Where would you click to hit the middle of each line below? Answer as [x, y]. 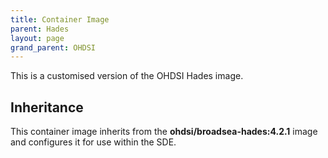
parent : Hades [40, 29]
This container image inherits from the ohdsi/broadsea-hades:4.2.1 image [164, 132]
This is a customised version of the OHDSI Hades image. [127, 76]
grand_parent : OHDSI [53, 47]
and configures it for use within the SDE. [93, 142]
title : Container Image [60, 19]
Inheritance [47, 107]
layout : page [37, 38]
